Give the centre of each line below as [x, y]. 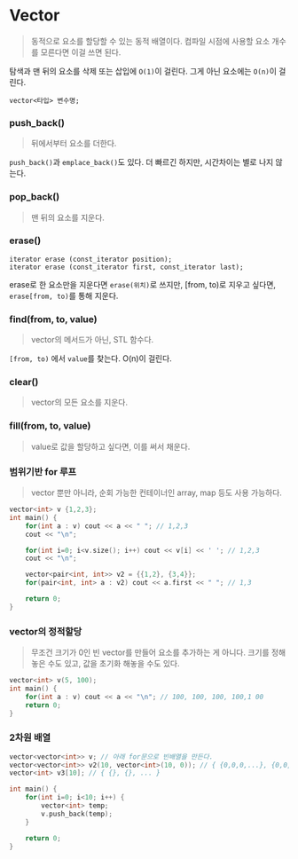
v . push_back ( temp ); [77, 814]
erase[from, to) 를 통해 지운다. [64, 296]
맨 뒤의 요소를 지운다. [67, 217]
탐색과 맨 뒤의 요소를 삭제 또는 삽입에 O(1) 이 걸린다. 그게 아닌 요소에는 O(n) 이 [143, 71]
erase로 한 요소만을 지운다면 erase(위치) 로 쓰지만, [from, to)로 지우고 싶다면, [143, 284]
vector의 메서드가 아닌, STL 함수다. [92, 340]
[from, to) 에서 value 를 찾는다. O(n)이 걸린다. [91, 359]
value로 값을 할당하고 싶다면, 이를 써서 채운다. [110, 446]
